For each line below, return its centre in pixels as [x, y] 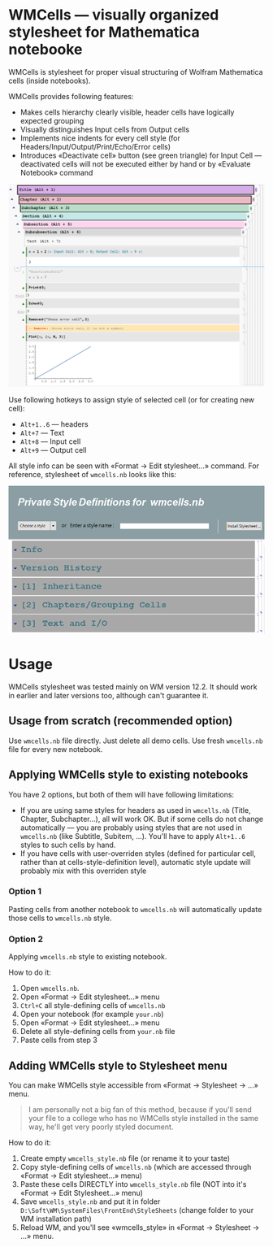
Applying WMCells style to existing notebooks [128, 775]
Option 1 [25, 892]
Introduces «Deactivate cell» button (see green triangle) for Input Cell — [141, 155]
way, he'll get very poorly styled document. [101, 1127]
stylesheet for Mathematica [104, 32]
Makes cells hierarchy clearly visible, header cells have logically [127, 112]
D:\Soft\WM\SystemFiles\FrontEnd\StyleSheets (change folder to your [137, 1210]
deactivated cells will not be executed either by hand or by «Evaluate [135, 163]
